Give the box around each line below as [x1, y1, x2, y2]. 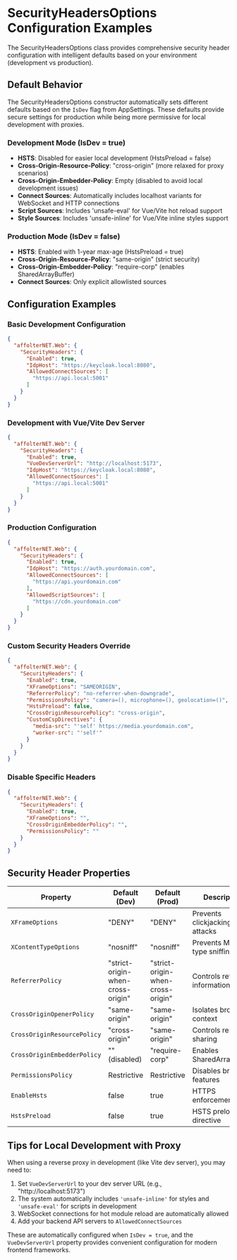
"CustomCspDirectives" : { [25, 716, 102, 724]
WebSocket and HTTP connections [17, 199, 120, 208]
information [192, 980, 231, 990]
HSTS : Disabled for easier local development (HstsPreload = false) [17, 154, 212, 163]
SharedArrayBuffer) [17, 270, 75, 278]
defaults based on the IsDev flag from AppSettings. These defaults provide [7, 105, 224, 114]
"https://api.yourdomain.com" [32, 578, 121, 585]
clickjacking [192, 917, 232, 927]
